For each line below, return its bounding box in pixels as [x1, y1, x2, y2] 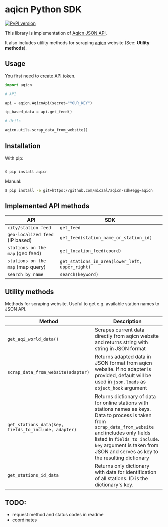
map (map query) [7, 263, 46, 271]
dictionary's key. [94, 481, 134, 488]
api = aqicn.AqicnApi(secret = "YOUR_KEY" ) [5, 100, 93, 106]
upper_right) [59, 264, 91, 270]
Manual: [5, 178, 22, 184]
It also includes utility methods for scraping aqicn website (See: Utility [5, 39, 150, 46]
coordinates [12, 517, 37, 523]
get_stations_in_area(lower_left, [59, 259, 142, 265]
